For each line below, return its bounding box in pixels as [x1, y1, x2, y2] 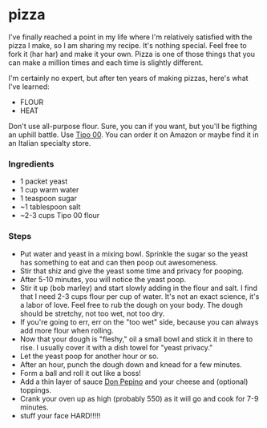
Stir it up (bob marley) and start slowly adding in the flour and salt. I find [19, 283, 258, 293]
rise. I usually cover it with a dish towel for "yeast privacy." [19, 342, 213, 352]
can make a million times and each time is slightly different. [8, 58, 204, 67]
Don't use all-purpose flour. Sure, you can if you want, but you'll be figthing [8, 121, 257, 131]
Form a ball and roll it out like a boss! [19, 368, 142, 378]
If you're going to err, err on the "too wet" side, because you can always [19, 317, 259, 326]
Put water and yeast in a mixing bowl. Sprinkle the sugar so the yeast [19, 248, 249, 258]
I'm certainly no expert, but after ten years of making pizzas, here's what [8, 73, 249, 83]
